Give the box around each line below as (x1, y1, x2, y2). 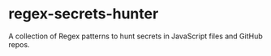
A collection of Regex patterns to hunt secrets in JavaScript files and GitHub (8, 31, 264, 41)
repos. (8, 39, 30, 49)
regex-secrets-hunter (8, 5, 159, 23)
